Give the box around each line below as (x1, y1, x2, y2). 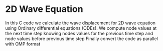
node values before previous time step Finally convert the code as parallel (5, 36, 158, 42)
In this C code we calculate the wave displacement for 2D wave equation (5, 20, 156, 26)
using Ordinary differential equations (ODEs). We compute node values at (5, 25, 157, 31)
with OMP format (5, 41, 41, 47)
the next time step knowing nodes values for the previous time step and (5, 30, 153, 36)
